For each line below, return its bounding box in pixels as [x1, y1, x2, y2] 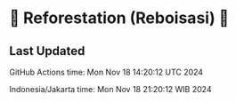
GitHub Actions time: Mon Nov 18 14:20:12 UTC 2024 [9, 67, 203, 77]
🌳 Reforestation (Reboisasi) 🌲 [9, 8, 230, 28]
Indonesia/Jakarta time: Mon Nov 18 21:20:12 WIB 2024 [9, 84, 212, 94]
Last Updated [9, 43, 85, 59]
